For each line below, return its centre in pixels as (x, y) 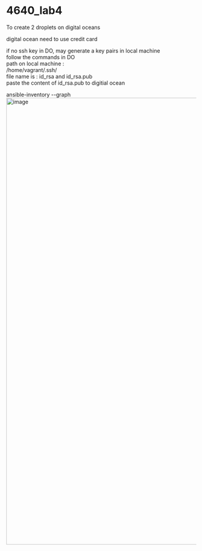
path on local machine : (35, 64)
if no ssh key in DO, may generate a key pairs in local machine (83, 51)
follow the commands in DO (41, 57)
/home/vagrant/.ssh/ (32, 70)
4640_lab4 (34, 11)
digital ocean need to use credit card (52, 39)
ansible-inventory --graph (39, 94)
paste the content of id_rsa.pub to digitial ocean (66, 83)
